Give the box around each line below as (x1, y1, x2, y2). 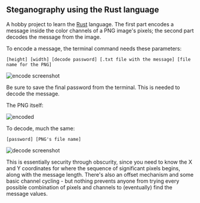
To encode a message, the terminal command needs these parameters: (6, 45, 182, 52)
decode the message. (6, 90, 60, 97)
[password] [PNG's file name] (6, 136, 82, 142)
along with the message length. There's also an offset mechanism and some (6, 171, 194, 178)
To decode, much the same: (6, 125, 75, 132)
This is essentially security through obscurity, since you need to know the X (6, 158, 193, 165)
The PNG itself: (6, 101, 44, 109)
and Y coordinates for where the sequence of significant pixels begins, (6, 164, 180, 172)
